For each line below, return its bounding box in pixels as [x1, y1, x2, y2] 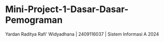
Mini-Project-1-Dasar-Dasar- [5, 4, 129, 15]
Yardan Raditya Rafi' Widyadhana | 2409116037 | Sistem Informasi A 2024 [5, 31, 159, 37]
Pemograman [5, 14, 63, 26]
